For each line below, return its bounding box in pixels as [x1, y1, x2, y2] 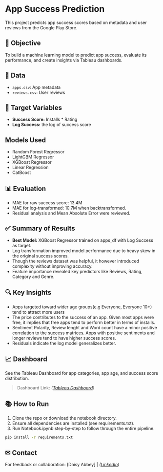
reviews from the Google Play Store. [5, 24, 78, 30]
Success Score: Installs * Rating [12, 116, 78, 123]
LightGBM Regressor [12, 154, 54, 160]
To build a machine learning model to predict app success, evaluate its [5, 52, 147, 58]
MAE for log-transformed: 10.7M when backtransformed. [12, 205, 126, 211]
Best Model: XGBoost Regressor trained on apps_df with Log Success [12, 237, 154, 243]
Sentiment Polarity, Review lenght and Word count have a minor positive [12, 324, 157, 330]
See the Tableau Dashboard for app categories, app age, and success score [5, 370, 159, 376]
